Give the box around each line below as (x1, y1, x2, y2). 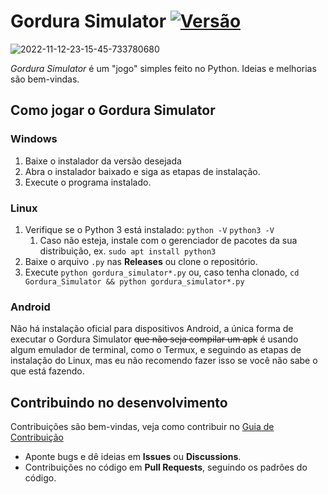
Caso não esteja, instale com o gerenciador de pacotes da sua (39, 234, 298, 246)
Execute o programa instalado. (24, 176, 152, 188)
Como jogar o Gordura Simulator (10, 102, 216, 119)
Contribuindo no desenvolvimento (10, 394, 228, 411)
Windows (10, 132, 58, 146)
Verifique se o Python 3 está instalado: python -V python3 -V (24, 223, 275, 235)
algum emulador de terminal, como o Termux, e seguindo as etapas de (10, 344, 302, 356)
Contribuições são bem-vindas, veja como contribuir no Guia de (10, 421, 275, 433)
